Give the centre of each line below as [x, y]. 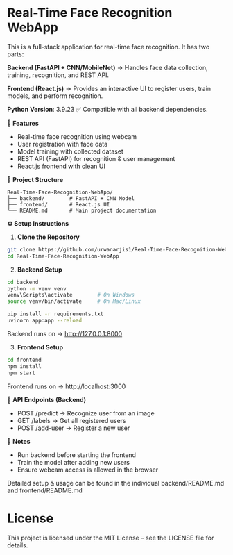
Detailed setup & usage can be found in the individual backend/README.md [116, 483]
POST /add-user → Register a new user [74, 428]
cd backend [23, 282]
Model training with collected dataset [70, 151]
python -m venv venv [37, 289]
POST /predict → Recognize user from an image [86, 413]
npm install [24, 366]
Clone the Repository [48, 237]
